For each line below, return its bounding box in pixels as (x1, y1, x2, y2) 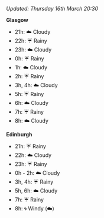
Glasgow (6, 17, 28, 23)
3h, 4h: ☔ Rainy (14, 178, 54, 185)
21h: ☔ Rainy (14, 143, 46, 150)
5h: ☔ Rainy (14, 91, 44, 97)
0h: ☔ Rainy (14, 55, 44, 62)
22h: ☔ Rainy (14, 37, 47, 44)
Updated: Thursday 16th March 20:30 (6, 5, 99, 12)
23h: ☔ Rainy (14, 161, 47, 168)
